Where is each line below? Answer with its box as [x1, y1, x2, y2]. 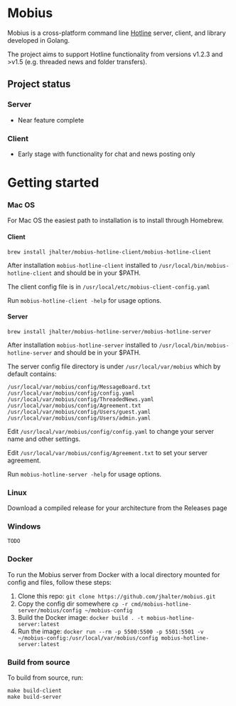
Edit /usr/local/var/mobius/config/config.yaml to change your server [7, 427, 215, 435]
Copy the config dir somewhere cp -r [17, 599, 129, 608]
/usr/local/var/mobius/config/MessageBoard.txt [7, 383, 151, 390]
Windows [7, 521, 41, 531]
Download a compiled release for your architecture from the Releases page [7, 504, 227, 512]
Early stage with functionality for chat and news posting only [17, 150, 195, 158]
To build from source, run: [7, 673, 84, 682]
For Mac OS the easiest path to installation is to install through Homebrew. [7, 216, 224, 225]
